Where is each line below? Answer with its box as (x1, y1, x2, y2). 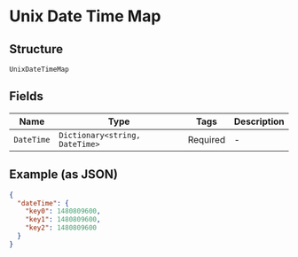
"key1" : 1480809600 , (25, 215, 101, 224)
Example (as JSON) (9, 167, 118, 183)
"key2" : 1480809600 (25, 223, 98, 232)
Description (233, 115, 285, 128)
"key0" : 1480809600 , (25, 206, 101, 216)
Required (187, 133, 226, 145)
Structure (9, 42, 64, 57)
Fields (9, 89, 44, 104)
